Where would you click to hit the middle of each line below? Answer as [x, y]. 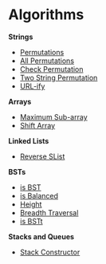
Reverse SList [42, 156]
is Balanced [39, 195]
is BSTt [31, 221]
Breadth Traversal [49, 212]
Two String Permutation [59, 77]
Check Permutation [51, 69]
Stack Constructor [50, 252]
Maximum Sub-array [53, 116]
